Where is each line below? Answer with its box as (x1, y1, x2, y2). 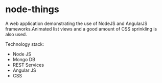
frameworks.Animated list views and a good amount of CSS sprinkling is (5, 25, 157, 32)
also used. (5, 31, 27, 37)
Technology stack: (5, 41, 44, 47)
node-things (5, 4, 60, 15)
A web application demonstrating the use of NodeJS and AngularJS (5, 20, 148, 26)
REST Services (12, 62, 44, 68)
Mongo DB (12, 56, 36, 62)
